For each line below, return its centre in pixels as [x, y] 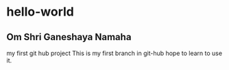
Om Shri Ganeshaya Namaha [69, 37]
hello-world [40, 12]
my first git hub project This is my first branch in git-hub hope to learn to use [114, 53]
